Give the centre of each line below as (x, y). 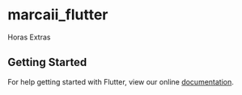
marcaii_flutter (58, 15)
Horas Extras (29, 37)
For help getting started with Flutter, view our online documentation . (121, 81)
